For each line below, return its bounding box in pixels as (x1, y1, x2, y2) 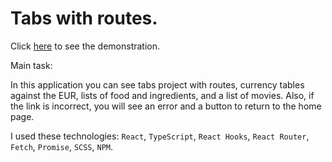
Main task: (10, 59, 53, 71)
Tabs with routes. (10, 7, 158, 30)
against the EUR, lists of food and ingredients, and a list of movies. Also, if (10, 89, 315, 101)
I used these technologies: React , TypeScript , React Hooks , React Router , (10, 130, 310, 142)
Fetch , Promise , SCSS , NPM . (10, 140, 114, 152)
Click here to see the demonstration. (10, 40, 161, 52)
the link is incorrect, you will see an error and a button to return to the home (10, 100, 322, 112)
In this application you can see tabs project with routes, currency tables (10, 78, 305, 91)
